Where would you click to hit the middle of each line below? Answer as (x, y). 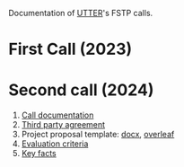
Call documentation (57, 115)
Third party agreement (63, 125)
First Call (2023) (70, 49)
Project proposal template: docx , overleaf (98, 135)
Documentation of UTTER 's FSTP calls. (81, 13)
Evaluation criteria (55, 144)
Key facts (39, 154)
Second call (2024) (81, 90)
